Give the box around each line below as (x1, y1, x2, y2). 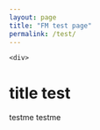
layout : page (9, 12, 57, 22)
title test (9, 83, 71, 103)
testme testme (9, 112, 61, 123)
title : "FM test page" (9, 21, 92, 30)
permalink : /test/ (9, 29, 76, 38)
